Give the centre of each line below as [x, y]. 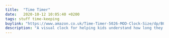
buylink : [14, 23]
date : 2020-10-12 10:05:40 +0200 [43, 14]
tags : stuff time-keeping [32, 19]
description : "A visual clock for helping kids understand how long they [84, 28]
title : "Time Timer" [28, 10]
